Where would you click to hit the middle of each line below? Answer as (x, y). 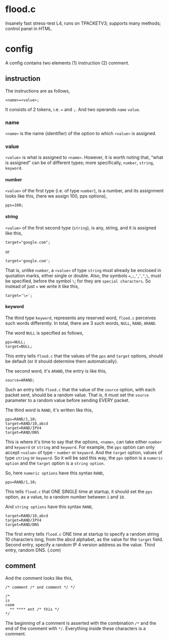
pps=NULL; (16, 342)
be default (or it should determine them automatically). (62, 361)
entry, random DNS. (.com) (33, 550)
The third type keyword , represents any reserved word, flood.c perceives (81, 318)
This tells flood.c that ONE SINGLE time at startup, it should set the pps (79, 491)
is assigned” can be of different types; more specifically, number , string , (80, 163)
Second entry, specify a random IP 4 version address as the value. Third (80, 544)
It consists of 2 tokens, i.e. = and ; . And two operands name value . (73, 109)
